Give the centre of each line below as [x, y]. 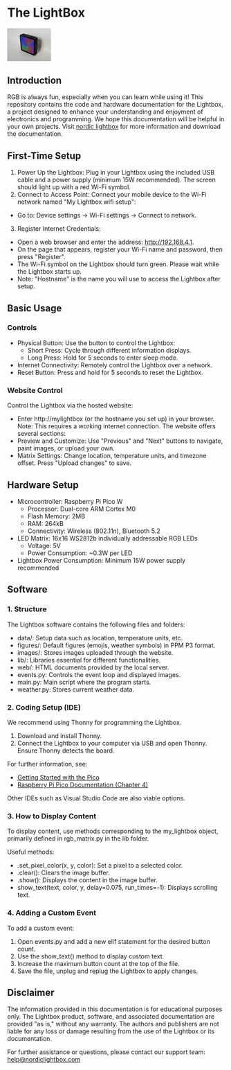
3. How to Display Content [52, 816]
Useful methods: [31, 852]
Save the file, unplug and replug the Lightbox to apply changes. [108, 971]
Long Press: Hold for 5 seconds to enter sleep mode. [103, 358]
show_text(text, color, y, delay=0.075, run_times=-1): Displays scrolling [117, 888]
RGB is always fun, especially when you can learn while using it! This [105, 97]
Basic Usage [35, 308]
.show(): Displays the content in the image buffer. [87, 880]
